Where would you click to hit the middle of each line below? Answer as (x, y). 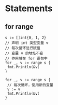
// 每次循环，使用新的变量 (30, 85)
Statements (29, 9)
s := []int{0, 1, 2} (26, 38)
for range (19, 27)
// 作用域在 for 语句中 (26, 59)
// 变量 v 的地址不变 (24, 53)
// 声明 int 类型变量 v (27, 43)
